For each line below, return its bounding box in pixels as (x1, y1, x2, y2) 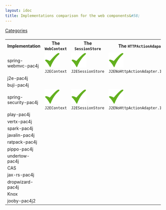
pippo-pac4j (7, 146, 34, 152)
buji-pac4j (7, 82, 29, 88)
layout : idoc (5, 8, 32, 13)
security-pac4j (7, 100, 39, 105)
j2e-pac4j (7, 75, 28, 81)
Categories (5, 27, 28, 33)
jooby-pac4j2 (7, 198, 36, 204)
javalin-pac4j (7, 132, 35, 138)
